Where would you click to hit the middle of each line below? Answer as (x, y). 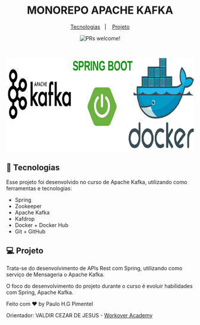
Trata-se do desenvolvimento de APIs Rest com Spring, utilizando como (94, 268)
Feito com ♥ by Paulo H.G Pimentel (50, 304)
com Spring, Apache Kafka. (40, 292)
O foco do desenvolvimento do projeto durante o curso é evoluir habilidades (99, 286)
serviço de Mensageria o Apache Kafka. (55, 274)
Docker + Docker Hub (41, 225)
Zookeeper (28, 206)
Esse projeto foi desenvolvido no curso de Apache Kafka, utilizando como (97, 182)
